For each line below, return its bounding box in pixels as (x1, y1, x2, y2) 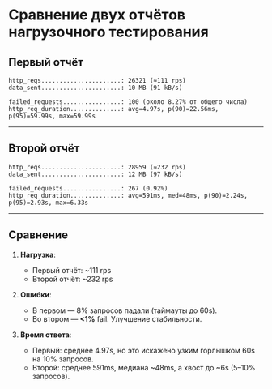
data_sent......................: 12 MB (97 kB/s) (8, 170, 183, 178)
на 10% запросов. (32, 354, 95, 364)
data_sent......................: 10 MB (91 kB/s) (8, 83, 183, 92)
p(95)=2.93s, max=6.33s (8, 199, 89, 207)
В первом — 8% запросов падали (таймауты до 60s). (32, 306, 217, 315)
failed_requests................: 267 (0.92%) (8, 184, 168, 192)
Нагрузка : (19, 250, 57, 259)
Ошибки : (19, 289, 52, 299)
